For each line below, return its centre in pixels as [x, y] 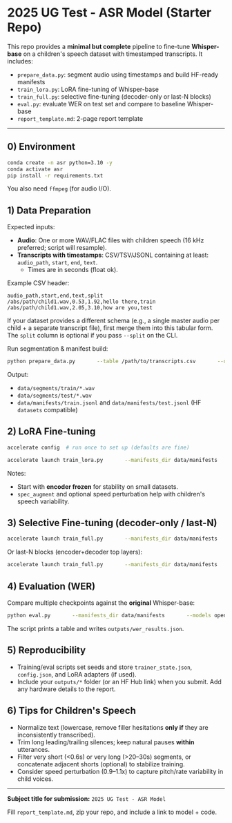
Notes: [17, 473]
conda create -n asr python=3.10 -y [60, 163]
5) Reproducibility [47, 650]
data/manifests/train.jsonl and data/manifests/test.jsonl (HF [109, 403]
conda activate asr [35, 169]
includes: [20, 61]
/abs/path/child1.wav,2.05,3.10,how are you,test [80, 308]
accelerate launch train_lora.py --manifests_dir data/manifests [112, 460]
